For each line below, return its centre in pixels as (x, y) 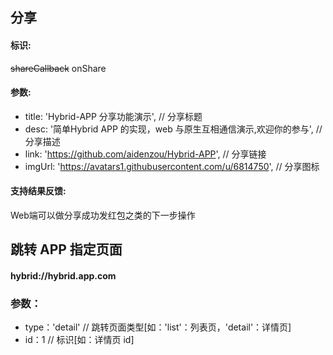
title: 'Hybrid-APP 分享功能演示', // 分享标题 (113, 116)
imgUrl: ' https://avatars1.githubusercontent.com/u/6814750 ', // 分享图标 (172, 166)
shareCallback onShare (58, 68)
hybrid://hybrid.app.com (63, 275)
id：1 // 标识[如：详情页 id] (79, 340)
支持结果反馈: (38, 191)
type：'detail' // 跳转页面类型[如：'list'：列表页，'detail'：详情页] (158, 327)
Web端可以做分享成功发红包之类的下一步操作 (103, 215)
